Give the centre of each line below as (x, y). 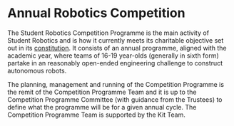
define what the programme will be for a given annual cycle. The (102, 107)
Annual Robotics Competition (96, 13)
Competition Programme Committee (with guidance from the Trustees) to (115, 99)
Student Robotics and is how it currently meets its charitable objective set (116, 40)
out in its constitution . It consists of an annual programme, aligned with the (117, 48)
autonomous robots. (37, 70)
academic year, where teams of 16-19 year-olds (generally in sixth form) (113, 56)
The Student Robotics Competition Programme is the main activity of (108, 33)
